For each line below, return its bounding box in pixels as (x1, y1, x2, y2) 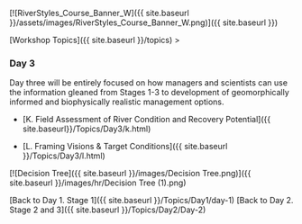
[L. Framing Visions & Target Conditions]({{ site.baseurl (22, 141, 228, 152)
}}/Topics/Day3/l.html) (22, 150, 105, 161)
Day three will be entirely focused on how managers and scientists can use (9, 77, 288, 88)
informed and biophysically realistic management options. (9, 96, 224, 107)
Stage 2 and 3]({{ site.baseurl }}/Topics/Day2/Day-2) (9, 204, 206, 215)
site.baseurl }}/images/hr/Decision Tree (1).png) (9, 177, 187, 188)
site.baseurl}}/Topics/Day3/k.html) (22, 123, 151, 134)
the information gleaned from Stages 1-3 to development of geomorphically (9, 87, 290, 98)
